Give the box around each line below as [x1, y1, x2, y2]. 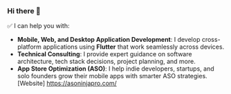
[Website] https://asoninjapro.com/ [17, 79, 118, 88]
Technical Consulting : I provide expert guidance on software [17, 50, 192, 58]
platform [17, 43, 41, 51]
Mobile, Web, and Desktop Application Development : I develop [17, 36, 201, 44]
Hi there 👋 [7, 6, 41, 16]
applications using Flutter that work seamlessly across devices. [42, 43, 225, 51]
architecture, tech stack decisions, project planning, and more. [17, 58, 196, 66]
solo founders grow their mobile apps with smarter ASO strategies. [17, 72, 207, 80]
